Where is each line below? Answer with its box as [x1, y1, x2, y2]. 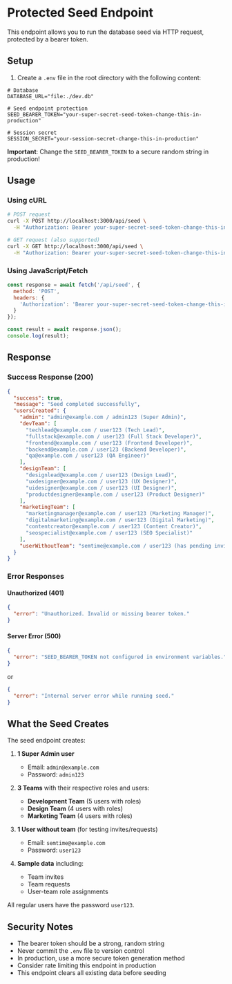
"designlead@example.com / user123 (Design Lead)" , [25, 472, 177, 479]
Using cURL [7, 196, 47, 205]
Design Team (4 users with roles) [27, 804, 123, 813]
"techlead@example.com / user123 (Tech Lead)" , [25, 427, 166, 434]
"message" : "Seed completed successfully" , [13, 401, 140, 408]
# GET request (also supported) [7, 236, 100, 243]
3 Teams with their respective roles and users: [17, 783, 150, 792]
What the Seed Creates [7, 718, 109, 730]
